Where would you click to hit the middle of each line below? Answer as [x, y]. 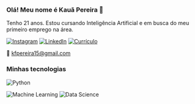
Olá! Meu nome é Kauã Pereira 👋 [55, 10]
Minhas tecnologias [36, 69]
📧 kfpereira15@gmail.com [39, 53]
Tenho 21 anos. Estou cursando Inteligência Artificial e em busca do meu [98, 23]
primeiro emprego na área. [40, 29]
